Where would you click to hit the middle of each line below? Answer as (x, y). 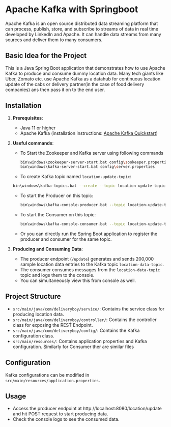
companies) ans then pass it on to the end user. (55, 90)
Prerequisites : (28, 118)
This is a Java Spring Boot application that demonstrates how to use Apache (85, 68)
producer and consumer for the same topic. (66, 239)
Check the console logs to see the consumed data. (66, 419)
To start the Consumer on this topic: (58, 215)
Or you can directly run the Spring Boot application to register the (89, 234)
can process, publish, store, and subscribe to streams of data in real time (82, 29)
